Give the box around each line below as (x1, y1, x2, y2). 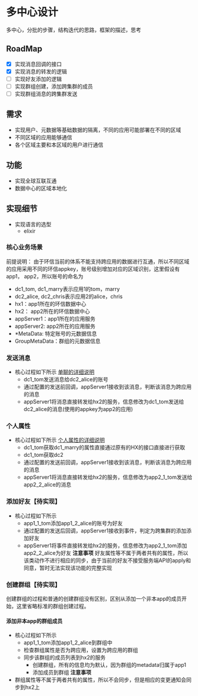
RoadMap (6, 44, 43, 54)
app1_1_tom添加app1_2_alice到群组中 (23, 639, 113, 646)
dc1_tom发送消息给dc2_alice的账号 (23, 376, 108, 383)
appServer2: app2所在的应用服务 (14, 322, 96, 330)
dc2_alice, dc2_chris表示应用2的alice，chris (14, 293, 123, 300)
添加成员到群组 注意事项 (32, 669, 92, 676)
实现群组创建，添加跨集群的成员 (14, 83, 93, 90)
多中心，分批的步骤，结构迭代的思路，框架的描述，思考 (6, 26, 141, 33)
